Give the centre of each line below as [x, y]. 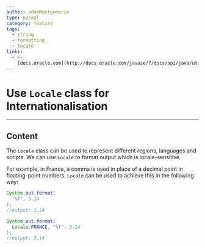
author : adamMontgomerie [38, 12]
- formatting [28, 40]
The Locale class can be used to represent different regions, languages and [101, 151]
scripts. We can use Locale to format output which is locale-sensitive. [94, 157]
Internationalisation [57, 106]
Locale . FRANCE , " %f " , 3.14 [46, 227]
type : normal [23, 18]
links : [15, 52]
